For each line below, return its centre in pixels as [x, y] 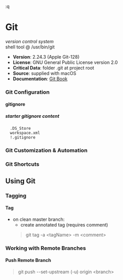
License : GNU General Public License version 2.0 [65, 62]
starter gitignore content [32, 116]
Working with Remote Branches [46, 248]
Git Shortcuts [22, 164]
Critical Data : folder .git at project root [53, 67]
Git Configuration [28, 92]
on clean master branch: [39, 219]
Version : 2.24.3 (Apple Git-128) [46, 57]
